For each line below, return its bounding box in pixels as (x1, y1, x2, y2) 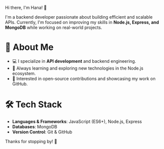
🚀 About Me (5, 42, 54, 53)
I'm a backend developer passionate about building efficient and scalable (5, 14, 153, 20)
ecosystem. (12, 70, 36, 76)
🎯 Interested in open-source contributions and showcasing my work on (12, 75, 156, 81)
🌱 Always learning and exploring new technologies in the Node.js (12, 65, 143, 71)
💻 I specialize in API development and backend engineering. (12, 58, 136, 64)
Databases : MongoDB (12, 124, 58, 129)
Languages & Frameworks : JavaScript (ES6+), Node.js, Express (12, 118, 142, 124)
